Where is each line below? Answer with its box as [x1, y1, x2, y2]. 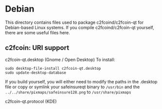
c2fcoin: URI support [5, 44, 70, 52]
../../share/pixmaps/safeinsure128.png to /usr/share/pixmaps [5, 89, 131, 95]
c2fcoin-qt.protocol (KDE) [5, 98, 57, 104]
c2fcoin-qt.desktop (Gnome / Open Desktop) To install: [5, 57, 115, 62]
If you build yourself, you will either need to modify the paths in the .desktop [5, 78, 158, 84]
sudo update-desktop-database [5, 70, 67, 75]
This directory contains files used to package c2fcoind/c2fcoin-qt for [5, 19, 144, 25]
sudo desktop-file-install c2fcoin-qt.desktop [5, 66, 101, 71]
